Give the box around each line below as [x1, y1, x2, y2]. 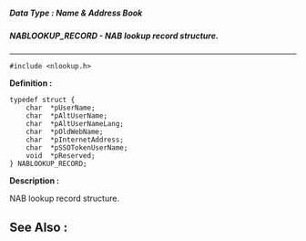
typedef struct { [9, 96, 76, 105]
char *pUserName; [25, 103, 96, 113]
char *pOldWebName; [25, 128, 104, 137]
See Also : [9, 219, 68, 235]
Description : [9, 175, 60, 186]
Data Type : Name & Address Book [9, 7, 143, 18]
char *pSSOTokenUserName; [25, 143, 128, 152]
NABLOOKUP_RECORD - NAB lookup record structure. [9, 30, 219, 41]
